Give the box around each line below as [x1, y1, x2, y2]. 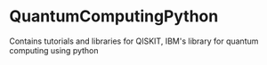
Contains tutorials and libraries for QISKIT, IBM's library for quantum [9, 36, 259, 46]
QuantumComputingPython [9, 6, 219, 27]
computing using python [9, 45, 100, 55]
